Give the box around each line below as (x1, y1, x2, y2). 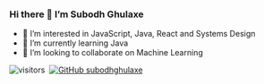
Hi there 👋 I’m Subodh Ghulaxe (9, 8, 145, 21)
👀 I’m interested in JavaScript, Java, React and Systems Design (21, 29, 256, 39)
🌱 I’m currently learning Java (21, 38, 129, 48)
